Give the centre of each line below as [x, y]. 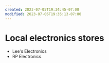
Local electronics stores [55, 38]
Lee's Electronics [29, 51]
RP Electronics [27, 57]
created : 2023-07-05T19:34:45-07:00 [42, 9]
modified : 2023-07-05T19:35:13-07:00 [43, 14]
